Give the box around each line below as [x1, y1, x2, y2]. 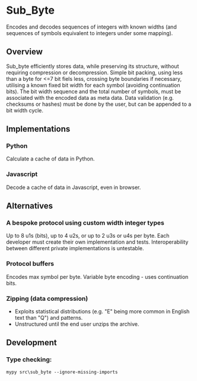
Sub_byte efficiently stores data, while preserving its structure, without [6, 62, 179, 70]
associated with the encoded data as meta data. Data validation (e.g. [6, 94, 174, 101]
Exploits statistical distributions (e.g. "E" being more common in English [14, 308, 190, 315]
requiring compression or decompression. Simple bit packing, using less [6, 69, 183, 76]
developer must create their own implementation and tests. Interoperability [6, 238, 189, 245]
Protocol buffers [6, 260, 55, 268]
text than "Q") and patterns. [14, 314, 83, 322]
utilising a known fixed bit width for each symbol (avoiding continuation [6, 81, 180, 89]
